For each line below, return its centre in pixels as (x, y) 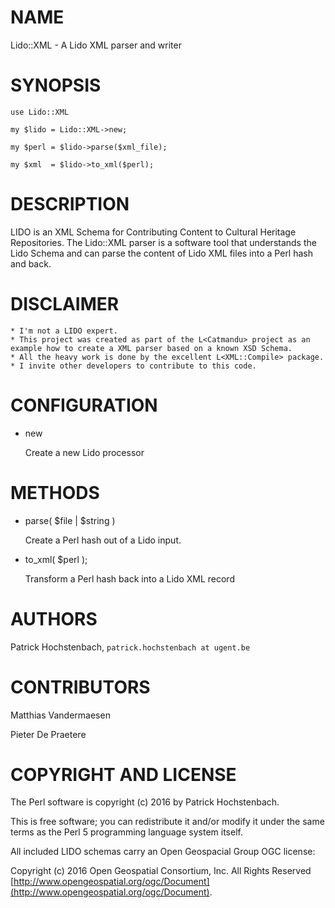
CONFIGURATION (84, 405)
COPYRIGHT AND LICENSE (123, 774)
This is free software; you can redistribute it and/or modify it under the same (167, 822)
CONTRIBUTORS (80, 687)
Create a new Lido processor (84, 452)
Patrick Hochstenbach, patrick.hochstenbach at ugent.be (130, 647)
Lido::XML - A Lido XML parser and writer (96, 45)
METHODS (55, 492)
